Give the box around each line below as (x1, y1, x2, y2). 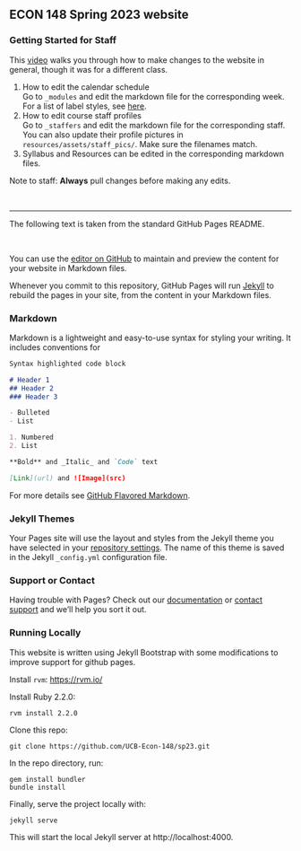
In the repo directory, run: (9, 758, 104, 768)
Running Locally (9, 627, 82, 639)
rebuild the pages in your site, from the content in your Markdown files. (9, 289, 271, 300)
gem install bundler (9, 775, 87, 784)
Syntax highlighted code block (9, 359, 126, 368)
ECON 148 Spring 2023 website (9, 7, 189, 22)
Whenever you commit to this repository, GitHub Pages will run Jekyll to (9, 280, 275, 291)
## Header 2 (9, 383, 54, 393)
